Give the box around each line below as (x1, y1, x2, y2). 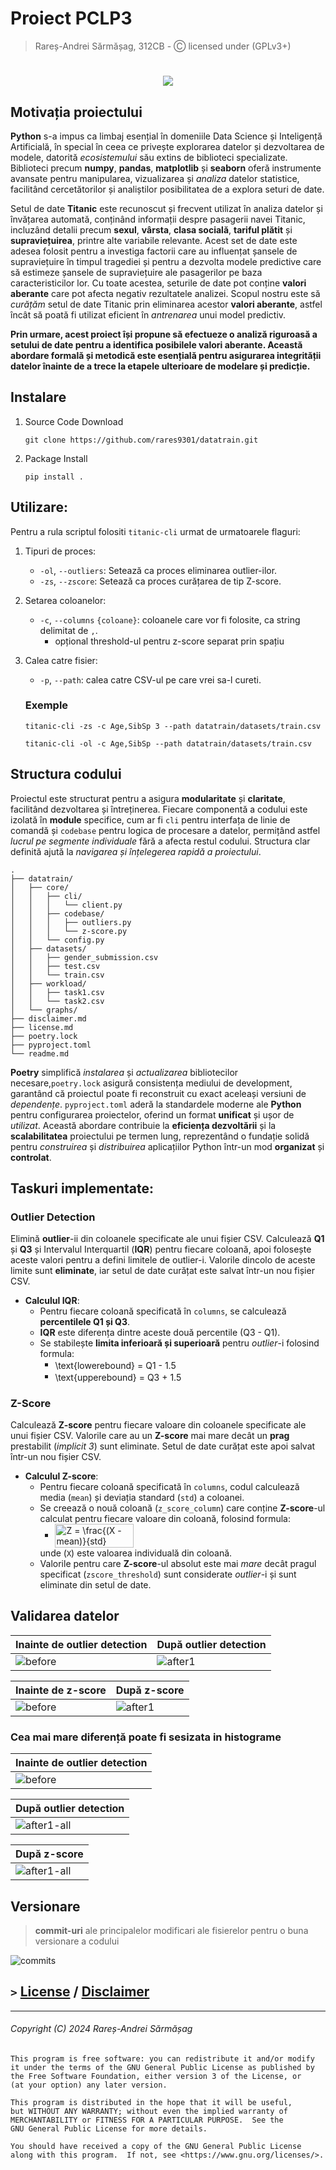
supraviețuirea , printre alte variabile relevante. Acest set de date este (10, 234, 298, 246)
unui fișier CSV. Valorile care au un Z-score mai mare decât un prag (10, 1430, 290, 1441)
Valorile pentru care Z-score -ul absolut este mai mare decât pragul (39, 1558, 317, 1569)
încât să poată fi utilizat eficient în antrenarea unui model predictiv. (10, 308, 287, 321)
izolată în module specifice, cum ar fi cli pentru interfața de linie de (10, 813, 291, 826)
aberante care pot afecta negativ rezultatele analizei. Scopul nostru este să (10, 287, 321, 299)
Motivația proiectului (10, 103, 143, 121)
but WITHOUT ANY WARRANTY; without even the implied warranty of (10, 2106, 288, 2116)
